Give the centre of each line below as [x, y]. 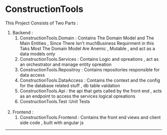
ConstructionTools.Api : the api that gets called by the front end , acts [91, 91]
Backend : [23, 32]
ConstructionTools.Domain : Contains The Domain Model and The [87, 38]
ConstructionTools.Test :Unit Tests [55, 101]
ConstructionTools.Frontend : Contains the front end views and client [90, 117]
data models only [38, 54]
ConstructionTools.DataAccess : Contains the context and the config [90, 80]
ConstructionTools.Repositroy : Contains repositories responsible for [90, 69]
